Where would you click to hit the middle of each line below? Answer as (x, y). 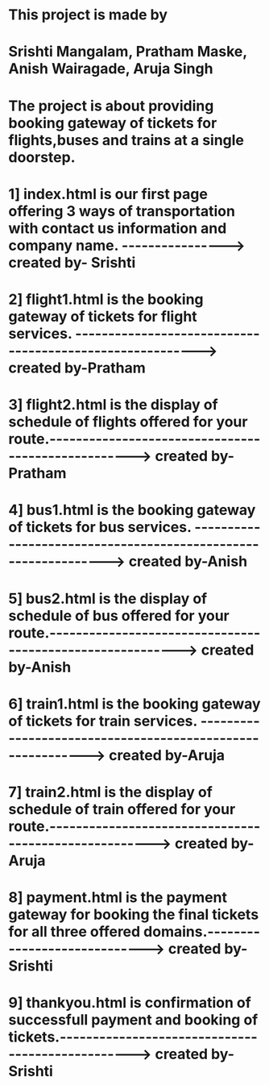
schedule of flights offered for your (128, 422)
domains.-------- (202, 932)
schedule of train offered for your (122, 809)
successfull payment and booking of (133, 1020)
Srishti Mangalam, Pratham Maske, (128, 52)
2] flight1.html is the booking (106, 299)
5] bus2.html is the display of (108, 599)
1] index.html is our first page (108, 194)
